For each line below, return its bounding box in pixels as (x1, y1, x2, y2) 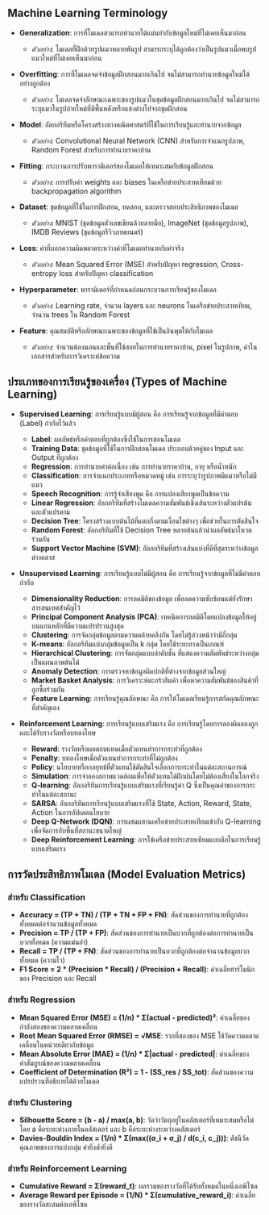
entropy (31, 268, 58, 278)
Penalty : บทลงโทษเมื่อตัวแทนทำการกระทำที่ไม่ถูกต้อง (31, 753, 178, 762)
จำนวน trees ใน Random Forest (31, 310, 130, 319)
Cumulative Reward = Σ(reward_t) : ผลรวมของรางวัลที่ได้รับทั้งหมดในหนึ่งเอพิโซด (19, 1181, 259, 1191)
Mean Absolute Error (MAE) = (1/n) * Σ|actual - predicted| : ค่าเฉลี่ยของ (19, 1049, 250, 1058)
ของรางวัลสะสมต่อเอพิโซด (19, 1200, 88, 1209)
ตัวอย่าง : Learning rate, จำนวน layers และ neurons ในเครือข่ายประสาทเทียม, (31, 300, 252, 310)
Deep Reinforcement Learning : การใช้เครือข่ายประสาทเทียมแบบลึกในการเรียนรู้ (31, 834, 261, 844)
